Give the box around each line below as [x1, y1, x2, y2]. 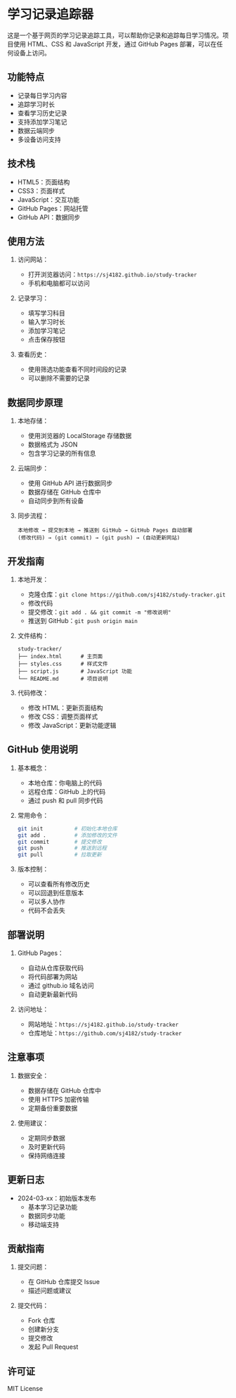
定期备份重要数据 [27, 1103, 78, 1112]
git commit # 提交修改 [17, 838, 102, 845]
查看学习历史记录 [17, 108, 67, 117]
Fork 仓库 [27, 1316, 55, 1325]
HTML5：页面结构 [17, 177, 70, 186]
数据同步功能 [27, 1211, 65, 1220]
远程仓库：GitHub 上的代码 [27, 787, 106, 795]
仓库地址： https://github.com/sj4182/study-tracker [27, 1029, 182, 1037]
